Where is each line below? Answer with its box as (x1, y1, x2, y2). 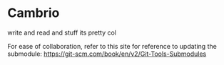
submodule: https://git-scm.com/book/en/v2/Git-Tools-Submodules (7, 49, 207, 58)
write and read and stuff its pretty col (7, 28, 116, 37)
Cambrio (7, 5, 60, 21)
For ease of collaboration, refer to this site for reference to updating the (7, 42, 218, 50)
